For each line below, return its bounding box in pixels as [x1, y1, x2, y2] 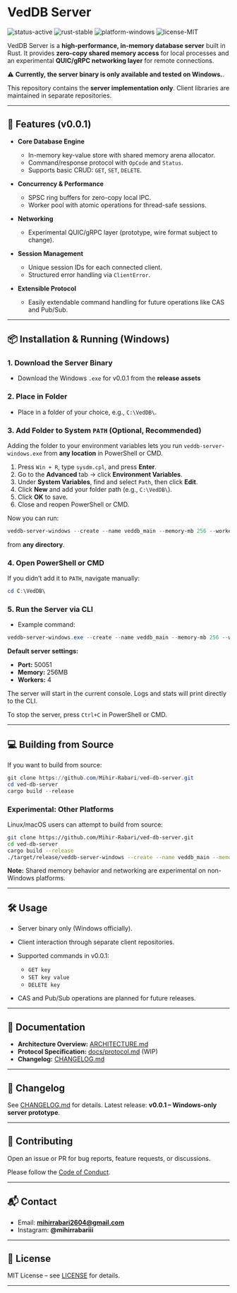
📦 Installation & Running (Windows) [7, 333, 170, 346]
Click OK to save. [17, 492, 68, 502]
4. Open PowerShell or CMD [7, 557, 104, 567]
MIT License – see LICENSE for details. [7, 1271, 121, 1280]
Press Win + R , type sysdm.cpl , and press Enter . [17, 463, 157, 471]
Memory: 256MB [17, 668, 68, 677]
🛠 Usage [7, 902, 48, 914]
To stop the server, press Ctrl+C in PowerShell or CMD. [7, 711, 167, 719]
